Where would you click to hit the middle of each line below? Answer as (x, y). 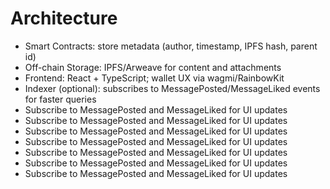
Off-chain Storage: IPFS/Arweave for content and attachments (153, 67)
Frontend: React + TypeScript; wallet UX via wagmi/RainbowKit (154, 78)
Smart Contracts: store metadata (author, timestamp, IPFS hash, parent (171, 46)
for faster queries (60, 99)
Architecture (64, 18)
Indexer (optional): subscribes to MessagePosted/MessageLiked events (172, 88)
